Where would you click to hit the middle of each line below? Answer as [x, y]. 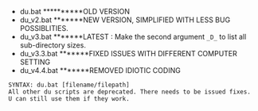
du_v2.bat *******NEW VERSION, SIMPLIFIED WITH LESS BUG [125, 20]
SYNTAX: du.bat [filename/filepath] [69, 85]
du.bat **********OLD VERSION [74, 11]
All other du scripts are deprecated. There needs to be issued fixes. [129, 92]
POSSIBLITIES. [44, 28]
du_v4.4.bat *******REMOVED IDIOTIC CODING [100, 70]
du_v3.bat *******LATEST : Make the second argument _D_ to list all [133, 36]
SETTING [35, 62]
